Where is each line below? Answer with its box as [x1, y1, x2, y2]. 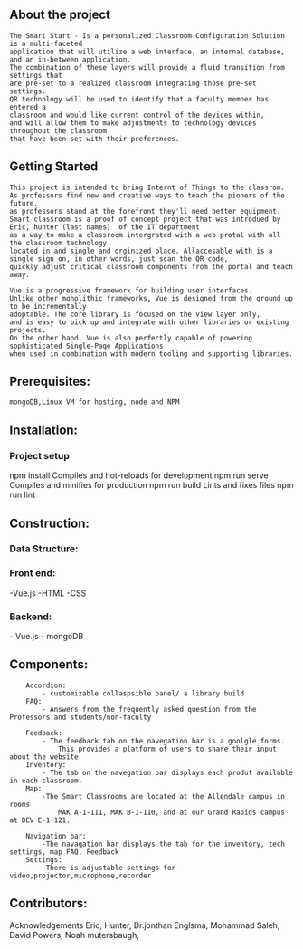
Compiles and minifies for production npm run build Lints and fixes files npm [9, 480, 294, 491]
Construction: [9, 515, 90, 531]
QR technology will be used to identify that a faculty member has [9, 94, 270, 103]
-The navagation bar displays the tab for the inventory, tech [42, 839, 285, 848]
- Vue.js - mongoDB [9, 631, 84, 642]
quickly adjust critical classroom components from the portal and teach [9, 262, 294, 271]
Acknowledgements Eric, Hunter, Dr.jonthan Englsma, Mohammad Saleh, [9, 919, 280, 931]
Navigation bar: [25, 831, 88, 840]
